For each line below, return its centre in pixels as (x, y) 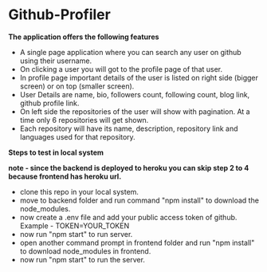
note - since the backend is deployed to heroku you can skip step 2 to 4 (129, 168)
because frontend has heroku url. (65, 176)
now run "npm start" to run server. (76, 234)
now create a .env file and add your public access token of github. (128, 217)
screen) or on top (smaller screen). (77, 86)
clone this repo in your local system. (79, 191)
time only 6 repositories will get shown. (84, 120)
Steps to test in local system (56, 152)
